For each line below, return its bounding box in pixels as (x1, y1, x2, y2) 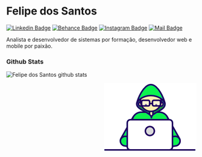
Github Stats (6, 57, 44, 66)
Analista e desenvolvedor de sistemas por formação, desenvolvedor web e (6, 36, 192, 43)
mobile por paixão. (6, 42, 53, 50)
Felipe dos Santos (6, 4, 98, 18)
